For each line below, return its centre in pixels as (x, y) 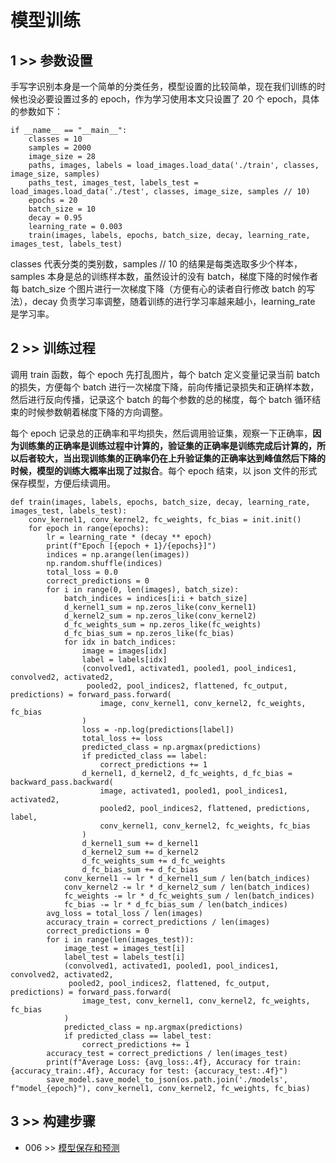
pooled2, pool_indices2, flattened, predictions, (205, 808)
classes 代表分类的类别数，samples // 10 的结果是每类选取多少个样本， (156, 264)
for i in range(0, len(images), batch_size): (143, 589)
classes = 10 (55, 139)
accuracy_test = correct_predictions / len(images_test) (167, 1053)
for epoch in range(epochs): (89, 528)
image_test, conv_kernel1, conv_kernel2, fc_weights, (196, 1001)
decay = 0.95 (55, 218)
